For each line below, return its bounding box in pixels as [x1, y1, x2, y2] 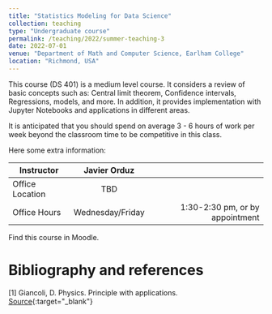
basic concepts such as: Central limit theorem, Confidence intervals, [8, 88, 236, 97]
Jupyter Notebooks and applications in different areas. [8, 105, 190, 114]
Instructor [19, 164, 59, 175]
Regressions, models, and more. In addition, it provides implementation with [8, 97, 261, 106]
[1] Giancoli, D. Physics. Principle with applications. [8, 287, 178, 297]
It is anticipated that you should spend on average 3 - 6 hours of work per [8, 121, 255, 131]
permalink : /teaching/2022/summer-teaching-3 [8, 34, 164, 43]
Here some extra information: [8, 145, 107, 155]
